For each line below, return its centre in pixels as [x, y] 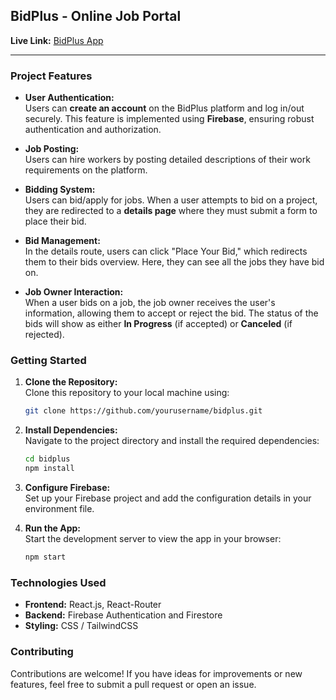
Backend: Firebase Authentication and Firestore [123, 615]
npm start [45, 557]
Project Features [51, 76]
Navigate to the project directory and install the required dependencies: [172, 441]
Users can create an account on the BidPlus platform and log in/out [164, 108]
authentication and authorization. [93, 130]
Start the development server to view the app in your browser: [153, 539]
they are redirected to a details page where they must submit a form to [171, 211]
